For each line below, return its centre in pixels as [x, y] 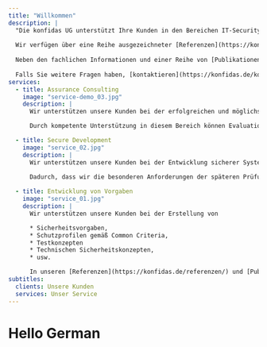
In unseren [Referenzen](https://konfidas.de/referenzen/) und [136, 272]
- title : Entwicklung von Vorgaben [74, 191]
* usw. [40, 258]
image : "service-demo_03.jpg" [73, 97]
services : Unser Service [56, 294]
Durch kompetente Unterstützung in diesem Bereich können [127, 126]
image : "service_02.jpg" [64, 148]
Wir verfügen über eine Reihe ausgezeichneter [94, 45]
